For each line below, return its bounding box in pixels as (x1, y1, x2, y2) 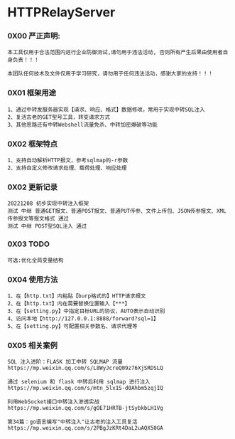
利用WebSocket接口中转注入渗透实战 (7, 398, 100, 406)
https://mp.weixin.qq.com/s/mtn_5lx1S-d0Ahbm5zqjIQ (7, 385, 163, 392)
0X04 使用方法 (7, 275, 58, 285)
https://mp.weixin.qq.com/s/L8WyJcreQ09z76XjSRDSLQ (7, 364, 163, 372)
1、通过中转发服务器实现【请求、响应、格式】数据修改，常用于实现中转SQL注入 (7, 106, 205, 113)
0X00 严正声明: (7, 31, 60, 41)
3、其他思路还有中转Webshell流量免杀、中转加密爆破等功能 (7, 121, 158, 128)
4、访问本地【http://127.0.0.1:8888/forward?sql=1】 (7, 314, 159, 322)
